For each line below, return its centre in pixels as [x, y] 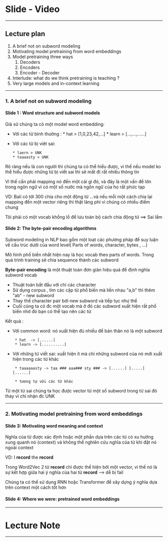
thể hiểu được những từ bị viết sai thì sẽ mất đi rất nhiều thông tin [72, 172]
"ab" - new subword [33, 296]
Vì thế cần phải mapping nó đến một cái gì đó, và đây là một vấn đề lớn [78, 181]
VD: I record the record [29, 457]
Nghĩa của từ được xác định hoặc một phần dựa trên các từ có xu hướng [79, 437]
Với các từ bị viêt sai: [34, 144]
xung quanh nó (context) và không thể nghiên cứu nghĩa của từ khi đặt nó [81, 442]
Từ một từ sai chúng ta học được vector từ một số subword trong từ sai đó [81, 391]
